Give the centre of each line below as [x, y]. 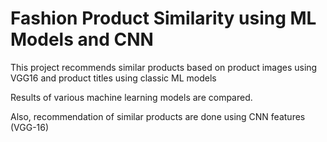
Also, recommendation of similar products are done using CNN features [158, 116]
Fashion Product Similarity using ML [163, 18]
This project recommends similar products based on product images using [164, 67]
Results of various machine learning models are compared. [131, 97]
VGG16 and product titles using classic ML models [113, 78]
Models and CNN [82, 39]
